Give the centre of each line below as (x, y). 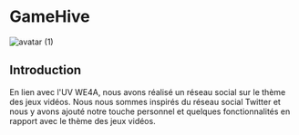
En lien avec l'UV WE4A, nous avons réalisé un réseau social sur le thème (148, 92)
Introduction (46, 70)
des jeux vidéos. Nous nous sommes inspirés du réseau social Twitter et (145, 101)
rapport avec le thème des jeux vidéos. (83, 121)
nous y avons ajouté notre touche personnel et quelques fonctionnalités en (150, 111)
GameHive (50, 17)
